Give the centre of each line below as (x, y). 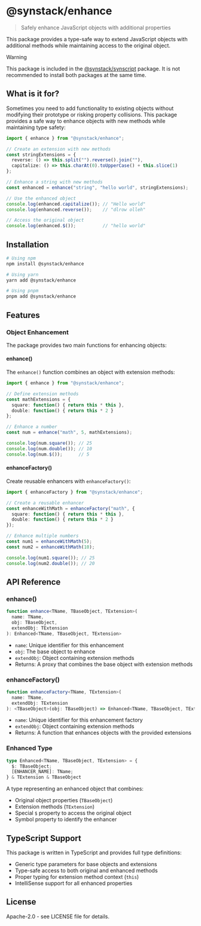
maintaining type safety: (36, 127)
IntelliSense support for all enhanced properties (74, 883)
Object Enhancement (37, 332)
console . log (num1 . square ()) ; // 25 (51, 558)
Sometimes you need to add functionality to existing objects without (90, 108)
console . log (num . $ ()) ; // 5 (48, 454)
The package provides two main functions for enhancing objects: (86, 345)
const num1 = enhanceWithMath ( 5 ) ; (49, 542)
